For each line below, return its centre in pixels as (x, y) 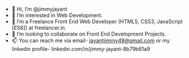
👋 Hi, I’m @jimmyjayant (39, 9)
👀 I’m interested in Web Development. (57, 15)
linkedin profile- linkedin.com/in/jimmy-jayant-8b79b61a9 (81, 49)
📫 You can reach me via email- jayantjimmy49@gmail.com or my (91, 40)
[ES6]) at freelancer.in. (39, 28)
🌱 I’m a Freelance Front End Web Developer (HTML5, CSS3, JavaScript (97, 21)
